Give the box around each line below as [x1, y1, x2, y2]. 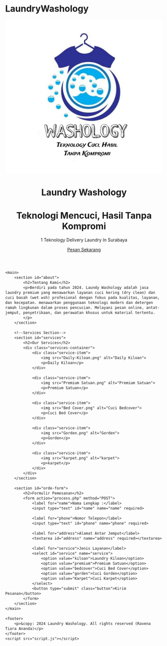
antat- [146, 305, 160, 310]
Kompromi [61, 220, 106, 232]
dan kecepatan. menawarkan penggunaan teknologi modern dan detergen [5, 300, 153, 305]
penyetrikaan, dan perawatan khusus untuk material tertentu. [23, 310, 155, 315]
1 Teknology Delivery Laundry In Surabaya [40, 237, 127, 243]
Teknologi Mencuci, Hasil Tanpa [16, 210, 152, 221]
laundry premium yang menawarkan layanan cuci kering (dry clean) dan [5, 290, 155, 295]
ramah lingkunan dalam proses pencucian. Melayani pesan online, [5, 305, 144, 310]
